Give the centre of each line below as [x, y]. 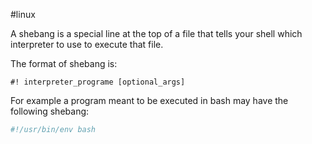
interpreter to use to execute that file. [87, 44]
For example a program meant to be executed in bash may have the [149, 100]
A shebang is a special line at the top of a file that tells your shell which [156, 33]
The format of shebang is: [64, 63]
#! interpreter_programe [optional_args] [98, 82]
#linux [23, 14]
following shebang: [50, 111]
